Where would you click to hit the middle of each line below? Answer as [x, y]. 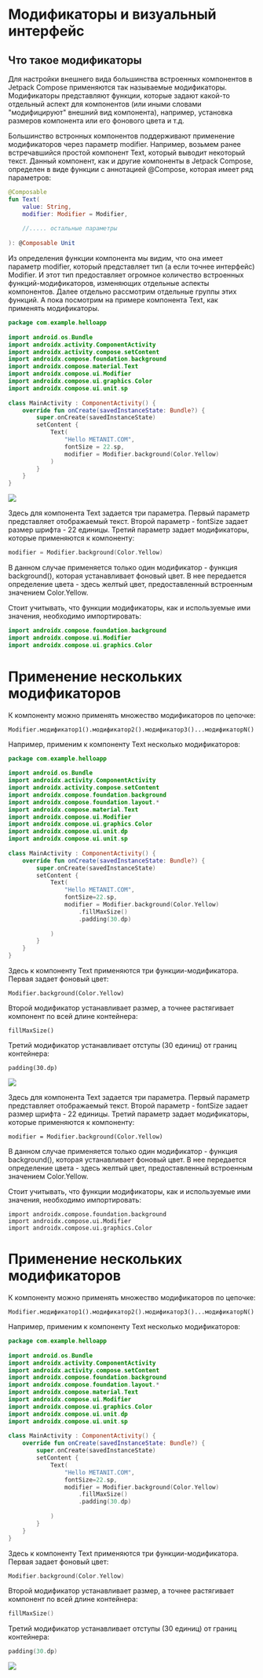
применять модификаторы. [54, 308]
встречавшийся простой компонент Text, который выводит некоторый [127, 152]
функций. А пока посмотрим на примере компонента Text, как [113, 300]
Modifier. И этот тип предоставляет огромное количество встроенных [126, 275]
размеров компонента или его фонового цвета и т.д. [96, 121]
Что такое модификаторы [75, 60]
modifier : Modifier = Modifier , [75, 214]
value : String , [47, 207]
